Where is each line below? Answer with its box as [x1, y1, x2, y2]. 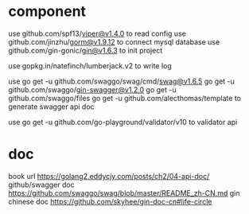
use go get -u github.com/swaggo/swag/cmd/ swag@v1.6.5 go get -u [8, 76, 235, 86]
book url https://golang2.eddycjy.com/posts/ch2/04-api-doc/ [8, 171, 210, 181]
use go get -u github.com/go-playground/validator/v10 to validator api [8, 117, 238, 126]
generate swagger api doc [8, 102, 95, 111]
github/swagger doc [8, 180, 75, 189]
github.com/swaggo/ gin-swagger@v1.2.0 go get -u [8, 84, 177, 94]
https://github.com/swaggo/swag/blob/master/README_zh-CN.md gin [8, 188, 240, 197]
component [8, 2, 86, 21]
